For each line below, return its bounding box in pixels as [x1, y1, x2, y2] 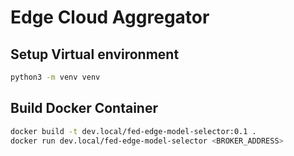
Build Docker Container [10, 100, 159, 117]
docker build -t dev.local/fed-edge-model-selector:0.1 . [10, 126, 257, 136]
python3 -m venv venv [10, 72, 101, 82]
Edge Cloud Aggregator [10, 6, 210, 29]
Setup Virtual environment [10, 46, 180, 63]
